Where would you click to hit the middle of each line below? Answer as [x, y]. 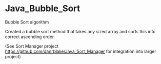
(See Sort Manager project [32, 46]
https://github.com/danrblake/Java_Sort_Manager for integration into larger [80, 51]
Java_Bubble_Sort [43, 9]
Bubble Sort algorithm [27, 22]
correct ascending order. [30, 37]
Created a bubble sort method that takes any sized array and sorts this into [80, 31]
